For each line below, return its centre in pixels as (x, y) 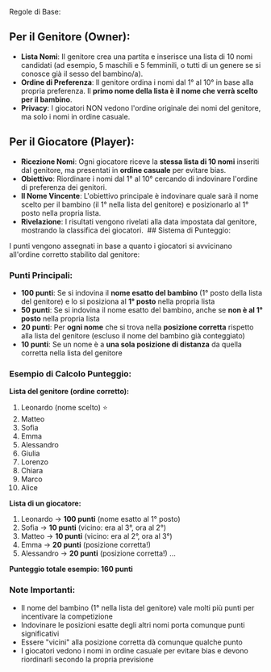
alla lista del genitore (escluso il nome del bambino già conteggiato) (133, 335)
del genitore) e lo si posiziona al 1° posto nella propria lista (118, 301)
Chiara (32, 471)
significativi (40, 633)
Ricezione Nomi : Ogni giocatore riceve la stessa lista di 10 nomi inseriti (140, 162)
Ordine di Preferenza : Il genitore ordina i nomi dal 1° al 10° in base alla (137, 82)
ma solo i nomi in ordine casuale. (75, 116)
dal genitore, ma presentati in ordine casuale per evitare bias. (123, 170)
